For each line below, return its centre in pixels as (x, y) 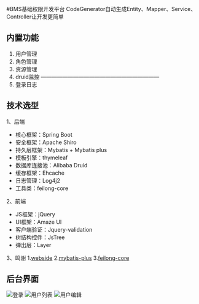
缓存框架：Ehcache (40, 173)
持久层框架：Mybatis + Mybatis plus (61, 150)
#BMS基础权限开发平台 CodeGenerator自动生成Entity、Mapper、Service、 (101, 9)
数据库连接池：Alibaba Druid (51, 165)
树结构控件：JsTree (40, 237)
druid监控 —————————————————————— (87, 77)
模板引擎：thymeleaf (41, 158)
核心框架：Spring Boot (44, 134)
